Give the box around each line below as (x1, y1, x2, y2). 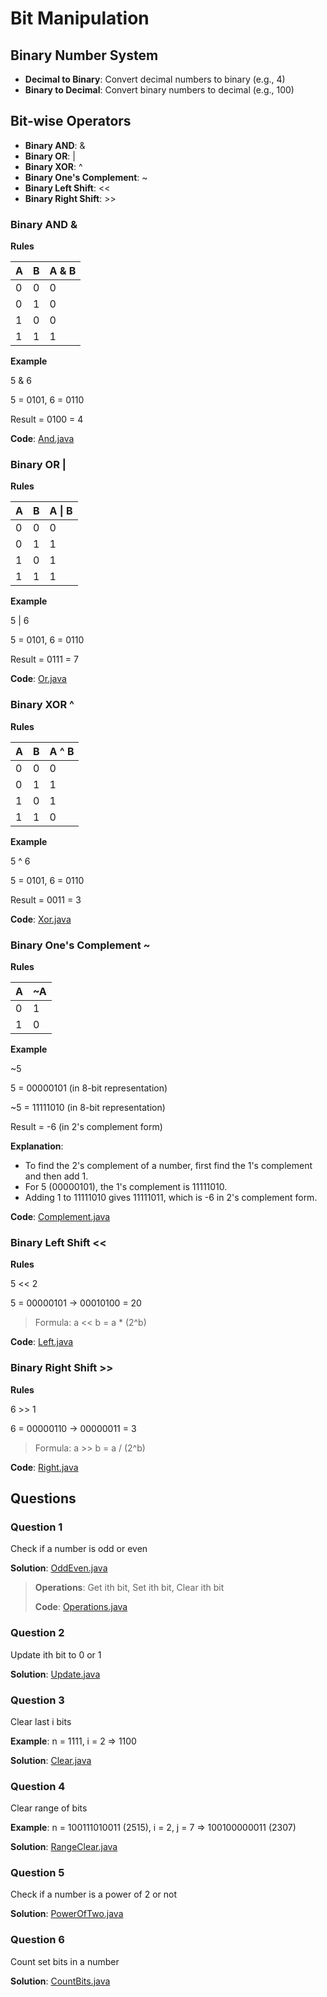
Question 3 (10, 1693, 65, 1707)
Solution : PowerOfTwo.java (10, 1908, 124, 1920)
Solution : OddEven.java (10, 1562, 108, 1574)
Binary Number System (10, 47, 159, 64)
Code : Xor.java (10, 913, 72, 925)
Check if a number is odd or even (10, 1543, 148, 1555)
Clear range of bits (10, 1802, 88, 1814)
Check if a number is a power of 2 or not (10, 1888, 177, 1901)
